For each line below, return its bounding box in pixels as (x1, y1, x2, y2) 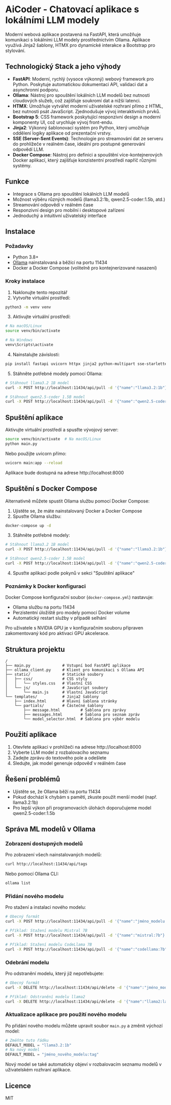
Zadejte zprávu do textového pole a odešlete (12, 754, 107, 760)
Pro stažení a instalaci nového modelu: (5, 904, 87, 910)
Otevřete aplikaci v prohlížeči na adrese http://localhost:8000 (12, 744, 141, 750)
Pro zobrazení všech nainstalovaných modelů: (5, 852, 102, 858)
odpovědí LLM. (12, 146, 44, 152)
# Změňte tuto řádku (5, 1038, 49, 1043)
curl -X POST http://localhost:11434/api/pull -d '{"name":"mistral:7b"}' (5, 933, 167, 938)
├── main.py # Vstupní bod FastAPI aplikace (5, 663, 131, 668)
